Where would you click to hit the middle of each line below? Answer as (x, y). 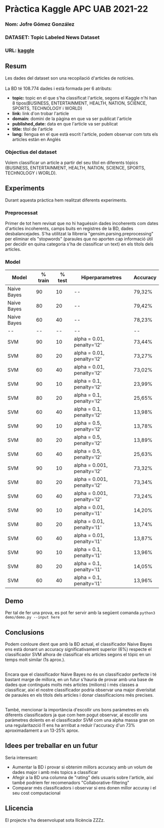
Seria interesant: (21, 757)
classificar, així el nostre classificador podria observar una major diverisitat (80, 690)
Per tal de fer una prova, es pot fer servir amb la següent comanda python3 (80, 613)
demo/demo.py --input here (32, 618)
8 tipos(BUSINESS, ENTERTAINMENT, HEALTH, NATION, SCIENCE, (80, 103)
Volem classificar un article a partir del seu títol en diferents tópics (72, 163)
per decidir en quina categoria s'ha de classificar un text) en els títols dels (79, 244)
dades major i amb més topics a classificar (55, 772)
